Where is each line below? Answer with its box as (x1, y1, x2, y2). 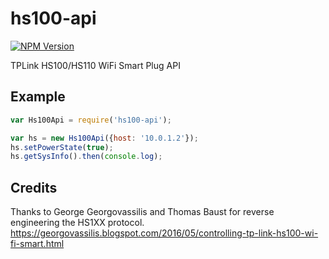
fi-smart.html (10, 238, 65, 250)
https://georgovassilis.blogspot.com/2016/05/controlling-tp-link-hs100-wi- (10, 227, 319, 239)
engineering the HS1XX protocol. (10, 217, 145, 229)
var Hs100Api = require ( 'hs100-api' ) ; (10, 115, 172, 125)
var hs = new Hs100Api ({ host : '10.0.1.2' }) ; (10, 133, 199, 143)
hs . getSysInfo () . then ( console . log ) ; (10, 152, 163, 162)
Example (10, 88, 66, 106)
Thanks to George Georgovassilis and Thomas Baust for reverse (10, 206, 275, 218)
